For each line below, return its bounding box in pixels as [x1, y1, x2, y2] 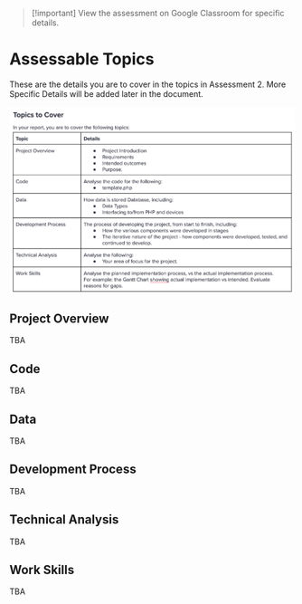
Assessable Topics [9, 49, 155, 70]
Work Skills [9, 561, 75, 578]
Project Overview [9, 311, 109, 326]
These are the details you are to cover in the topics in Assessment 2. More [9, 79, 287, 90]
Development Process [9, 462, 137, 477]
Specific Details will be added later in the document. [9, 88, 203, 99]
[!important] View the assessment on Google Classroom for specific [31, 8, 285, 18]
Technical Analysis [9, 512, 119, 528]
